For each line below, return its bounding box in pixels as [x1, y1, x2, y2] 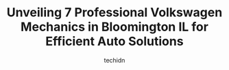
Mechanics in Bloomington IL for [21, 19, 208, 35]
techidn [104, 56, 125, 64]
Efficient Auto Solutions [45, 34, 184, 49]
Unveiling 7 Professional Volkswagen [6, 5, 223, 20]
